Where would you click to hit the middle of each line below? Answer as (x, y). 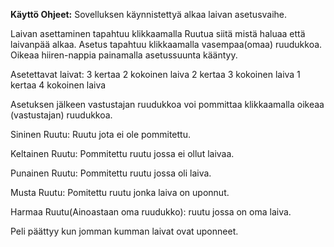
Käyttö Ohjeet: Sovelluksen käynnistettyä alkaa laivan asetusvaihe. (149, 14)
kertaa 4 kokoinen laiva (58, 85)
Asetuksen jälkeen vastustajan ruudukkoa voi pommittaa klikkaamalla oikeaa (167, 104)
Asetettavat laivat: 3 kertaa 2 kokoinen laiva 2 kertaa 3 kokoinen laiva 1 (155, 74)
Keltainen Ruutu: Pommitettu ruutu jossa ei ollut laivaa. (122, 153)
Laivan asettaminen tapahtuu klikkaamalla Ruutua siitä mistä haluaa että (158, 33)
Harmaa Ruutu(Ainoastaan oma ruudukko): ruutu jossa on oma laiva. (151, 212)
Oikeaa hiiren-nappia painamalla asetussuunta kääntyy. (124, 55)
